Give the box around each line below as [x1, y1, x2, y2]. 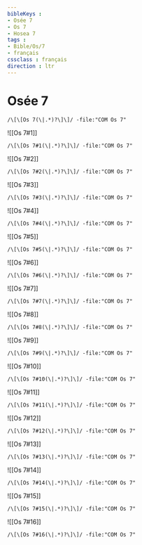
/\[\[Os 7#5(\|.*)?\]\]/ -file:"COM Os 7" [7, 245, 133, 253]
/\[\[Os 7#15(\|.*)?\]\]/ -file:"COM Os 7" [7, 505, 136, 512]
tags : [7, 37, 27, 44]
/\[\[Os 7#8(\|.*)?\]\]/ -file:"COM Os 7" [7, 323, 133, 331]
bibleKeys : [7, 10, 42, 18]
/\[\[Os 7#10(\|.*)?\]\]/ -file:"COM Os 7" [7, 376, 136, 383]
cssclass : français [7, 56, 68, 63]
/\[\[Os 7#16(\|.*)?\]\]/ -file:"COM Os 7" [7, 531, 136, 538]
